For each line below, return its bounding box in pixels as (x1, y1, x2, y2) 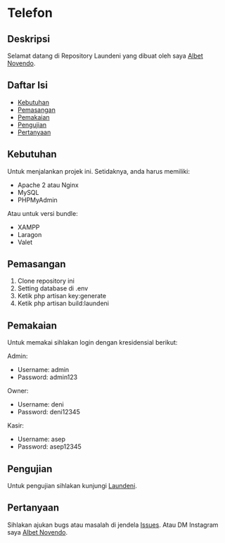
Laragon (17, 230, 42, 238)
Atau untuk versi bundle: (7, 209, 79, 217)
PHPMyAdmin (17, 196, 58, 204)
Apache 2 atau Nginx (17, 181, 79, 189)
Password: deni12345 (17, 408, 81, 416)
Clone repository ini (17, 276, 75, 286)
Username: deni (17, 400, 65, 409)
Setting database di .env (17, 284, 89, 293)
